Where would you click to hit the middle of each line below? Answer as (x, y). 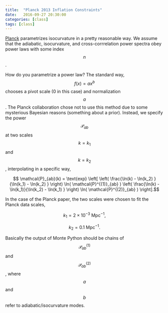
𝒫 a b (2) (85, 265)
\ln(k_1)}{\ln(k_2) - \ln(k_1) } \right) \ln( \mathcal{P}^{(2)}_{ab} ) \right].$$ (85, 190)
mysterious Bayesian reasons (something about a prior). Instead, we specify (84, 112)
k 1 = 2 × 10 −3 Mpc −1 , (85, 215)
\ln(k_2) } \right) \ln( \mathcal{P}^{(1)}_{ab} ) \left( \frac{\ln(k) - (95, 184)
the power (16, 118)
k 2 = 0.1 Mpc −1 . (85, 227)
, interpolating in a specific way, (38, 169)
